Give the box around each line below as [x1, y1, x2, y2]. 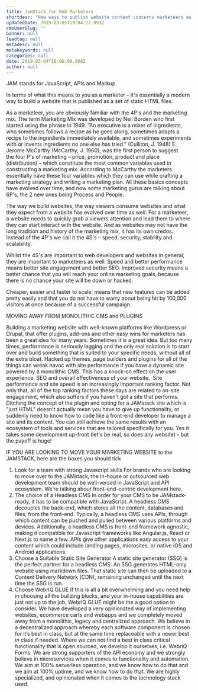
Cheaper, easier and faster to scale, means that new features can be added [6, 289, 190, 296]
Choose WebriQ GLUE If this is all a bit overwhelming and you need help [14, 586, 191, 593]
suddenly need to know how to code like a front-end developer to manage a [6, 412, 191, 419]
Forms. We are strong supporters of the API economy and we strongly [14, 649, 186, 656]
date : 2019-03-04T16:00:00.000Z [6, 58, 86, 64]
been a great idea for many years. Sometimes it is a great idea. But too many [6, 337, 193, 344]
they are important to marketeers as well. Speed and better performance [6, 258, 183, 265]
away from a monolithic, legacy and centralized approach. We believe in [14, 617, 190, 625]
